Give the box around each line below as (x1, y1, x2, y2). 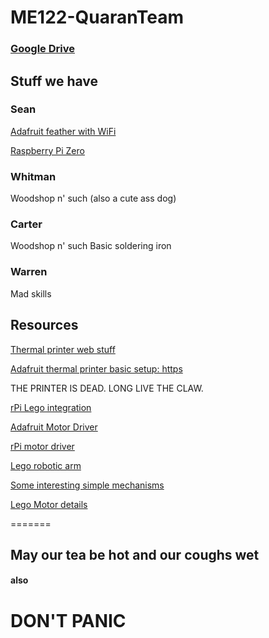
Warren (10, 265, 48, 279)
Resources (10, 317, 79, 334)
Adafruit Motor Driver (10, 421, 98, 433)
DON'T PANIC (10, 609, 127, 632)
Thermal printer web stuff (10, 343, 116, 355)
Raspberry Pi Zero (10, 144, 85, 156)
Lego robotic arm (10, 459, 82, 471)
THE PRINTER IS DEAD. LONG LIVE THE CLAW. (10, 382, 204, 394)
